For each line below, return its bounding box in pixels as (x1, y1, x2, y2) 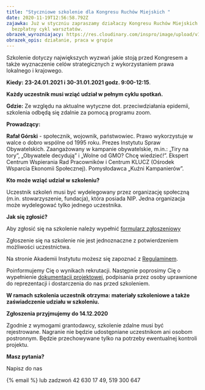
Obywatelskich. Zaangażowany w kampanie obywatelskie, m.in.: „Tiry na (6, 146, 189, 152)
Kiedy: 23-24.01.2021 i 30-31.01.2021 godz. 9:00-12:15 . (6, 79, 151, 86)
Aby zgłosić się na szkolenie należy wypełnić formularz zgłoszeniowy (6, 225, 181, 232)
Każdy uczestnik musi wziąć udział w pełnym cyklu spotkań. (6, 91, 164, 97)
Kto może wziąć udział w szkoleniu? (6, 177, 100, 183)
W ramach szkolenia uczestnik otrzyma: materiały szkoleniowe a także (6, 292, 190, 299)
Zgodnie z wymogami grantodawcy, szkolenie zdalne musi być (6, 322, 164, 329)
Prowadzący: (6, 121, 41, 128)
